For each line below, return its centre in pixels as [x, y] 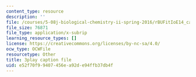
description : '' [26, 17]
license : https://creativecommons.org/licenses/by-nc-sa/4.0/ [83, 44]
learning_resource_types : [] [41, 38]
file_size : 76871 [27, 27]
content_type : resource [35, 11]
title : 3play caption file [39, 60]
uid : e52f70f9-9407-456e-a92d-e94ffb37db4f [60, 65]
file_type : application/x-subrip [47, 33]
